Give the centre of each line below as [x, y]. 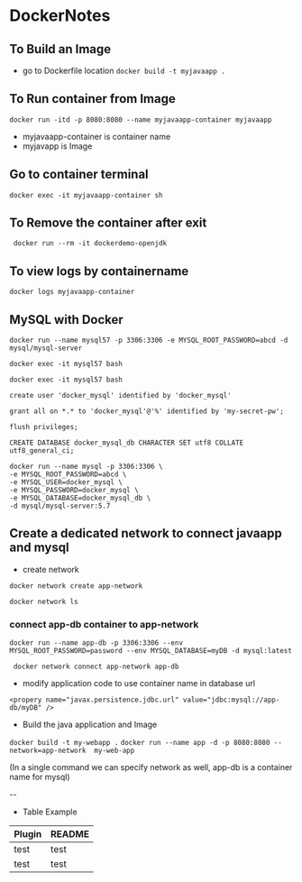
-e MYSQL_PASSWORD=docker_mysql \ [74, 491]
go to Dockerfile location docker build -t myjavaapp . [124, 70]
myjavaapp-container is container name [96, 136]
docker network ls [44, 602]
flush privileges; [44, 427]
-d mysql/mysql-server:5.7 [60, 506]
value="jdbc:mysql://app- [231, 700]
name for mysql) [40, 777]
